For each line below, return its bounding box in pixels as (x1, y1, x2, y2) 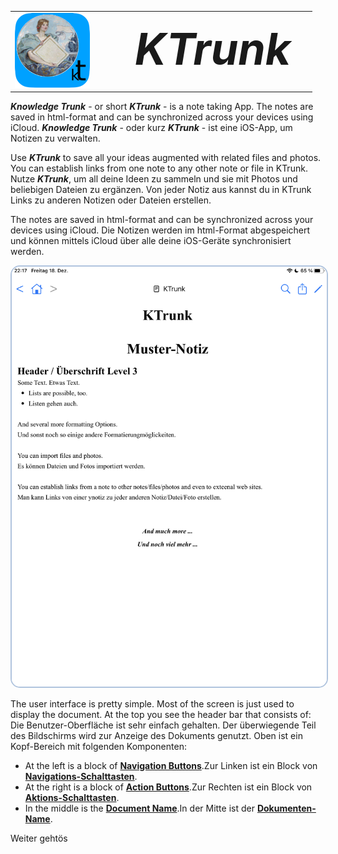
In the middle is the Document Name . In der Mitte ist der (24, 802, 255, 815)
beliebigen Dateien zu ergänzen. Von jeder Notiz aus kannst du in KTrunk (10, 184, 312, 196)
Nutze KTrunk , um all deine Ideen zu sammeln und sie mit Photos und (10, 173, 298, 185)
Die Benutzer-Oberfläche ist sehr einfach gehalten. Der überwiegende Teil (10, 719, 317, 731)
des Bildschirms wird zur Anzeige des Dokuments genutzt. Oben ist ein (10, 730, 303, 742)
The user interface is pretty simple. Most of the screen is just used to (10, 698, 295, 710)
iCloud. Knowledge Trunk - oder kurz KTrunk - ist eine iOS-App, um (10, 122, 293, 134)
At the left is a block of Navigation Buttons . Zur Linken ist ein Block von (24, 760, 318, 772)
